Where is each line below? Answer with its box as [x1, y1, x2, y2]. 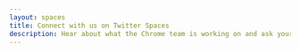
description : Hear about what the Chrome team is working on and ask [9, 29, 274, 38]
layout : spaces [9, 12, 66, 22]
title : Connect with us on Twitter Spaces [9, 21, 170, 30]
